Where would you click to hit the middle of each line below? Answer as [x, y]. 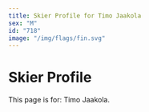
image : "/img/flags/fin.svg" [57, 38]
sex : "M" [23, 23]
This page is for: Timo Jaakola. [59, 100]
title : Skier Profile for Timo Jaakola [75, 16]
